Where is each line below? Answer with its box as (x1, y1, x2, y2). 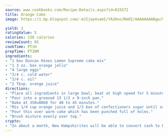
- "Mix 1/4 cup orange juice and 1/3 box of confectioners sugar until (5, 104, 157, 110)
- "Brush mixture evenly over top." (5, 114, 81, 119)
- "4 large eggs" (5, 67, 41, 72)
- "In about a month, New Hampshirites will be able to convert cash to (5, 123, 160, 128)
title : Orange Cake (5, 12, 46, 17)
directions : (5, 86, 30, 91)
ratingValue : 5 (5, 30, 37, 35)
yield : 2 (5, 25, 23, 30)
